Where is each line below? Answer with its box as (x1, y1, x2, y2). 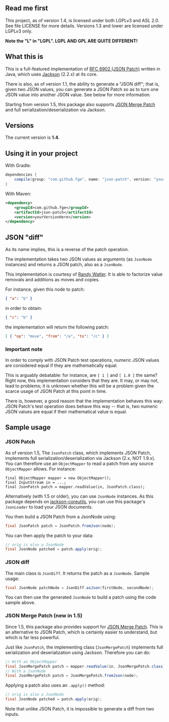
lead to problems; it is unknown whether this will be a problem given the (5, 382, 154, 389)
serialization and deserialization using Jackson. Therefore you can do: (5, 649, 151, 656)
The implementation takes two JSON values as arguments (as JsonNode (5, 256, 152, 262)
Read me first (5, 4, 48, 13)
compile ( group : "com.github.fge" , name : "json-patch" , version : (14, 177, 152, 182)
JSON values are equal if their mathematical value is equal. (5, 409, 127, 415)
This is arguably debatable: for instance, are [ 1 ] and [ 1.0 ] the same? (5, 372, 157, 378)
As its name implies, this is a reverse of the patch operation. (5, 247, 129, 253)
